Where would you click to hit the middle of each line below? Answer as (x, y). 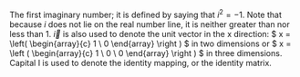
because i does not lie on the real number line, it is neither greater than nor (150, 24)
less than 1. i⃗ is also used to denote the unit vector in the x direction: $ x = (150, 34)
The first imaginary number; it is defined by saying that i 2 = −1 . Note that (146, 14)
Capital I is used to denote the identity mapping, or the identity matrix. (140, 63)
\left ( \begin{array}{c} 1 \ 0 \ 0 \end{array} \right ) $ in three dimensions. (146, 53)
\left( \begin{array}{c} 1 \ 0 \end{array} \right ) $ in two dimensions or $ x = (150, 43)
